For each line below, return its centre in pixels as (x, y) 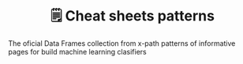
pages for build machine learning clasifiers (78, 51)
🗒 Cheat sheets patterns (133, 16)
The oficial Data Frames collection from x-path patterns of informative (122, 43)
